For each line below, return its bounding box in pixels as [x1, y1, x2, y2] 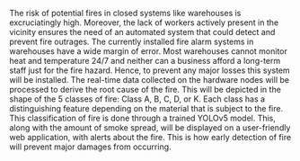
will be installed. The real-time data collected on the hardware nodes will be [9, 75, 290, 85]
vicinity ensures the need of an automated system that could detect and [9, 27, 276, 37]
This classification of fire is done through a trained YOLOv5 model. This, [9, 112, 277, 123]
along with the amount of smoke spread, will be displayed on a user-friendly [9, 122, 291, 133]
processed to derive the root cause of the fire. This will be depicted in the [9, 85, 281, 94]
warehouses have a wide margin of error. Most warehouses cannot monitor [9, 46, 287, 57]
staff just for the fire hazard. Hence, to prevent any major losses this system [9, 65, 290, 76]
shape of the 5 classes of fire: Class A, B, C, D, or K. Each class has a [9, 94, 266, 104]
